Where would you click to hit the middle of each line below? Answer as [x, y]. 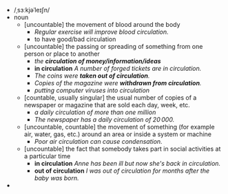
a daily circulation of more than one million [95, 112]
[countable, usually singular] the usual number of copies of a [110, 98]
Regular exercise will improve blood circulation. [101, 32]
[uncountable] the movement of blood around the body [102, 24]
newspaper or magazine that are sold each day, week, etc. [107, 105]
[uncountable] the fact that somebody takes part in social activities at [122, 149]
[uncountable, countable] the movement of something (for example [119, 127]
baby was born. [56, 178]
